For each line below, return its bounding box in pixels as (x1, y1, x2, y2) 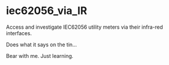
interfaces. (6, 29, 32, 36)
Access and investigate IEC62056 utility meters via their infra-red (6, 23, 163, 30)
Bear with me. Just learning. (6, 52, 74, 59)
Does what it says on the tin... (6, 41, 78, 48)
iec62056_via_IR (6, 4, 87, 18)
